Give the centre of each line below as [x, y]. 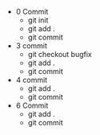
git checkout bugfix [60, 54]
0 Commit [32, 12]
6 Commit [32, 105]
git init [38, 20]
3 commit [32, 46]
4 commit [32, 80]
